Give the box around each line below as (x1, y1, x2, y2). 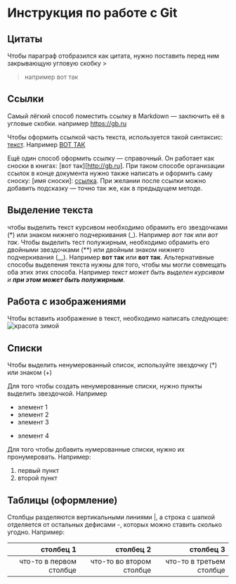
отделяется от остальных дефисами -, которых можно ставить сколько (7, 521, 223, 529)
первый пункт (17, 466, 60, 475)
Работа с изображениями (7, 296, 126, 307)
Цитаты (7, 33, 43, 45)
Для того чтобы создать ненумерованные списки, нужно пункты (7, 382, 202, 391)
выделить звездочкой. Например (7, 389, 107, 398)
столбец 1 (41, 545, 77, 554)
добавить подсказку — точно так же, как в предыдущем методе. (7, 184, 203, 192)
